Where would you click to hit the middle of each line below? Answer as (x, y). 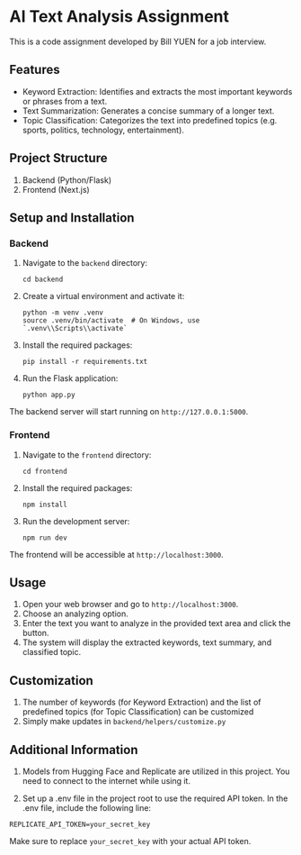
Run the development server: (76, 521)
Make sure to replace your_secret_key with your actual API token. (130, 841)
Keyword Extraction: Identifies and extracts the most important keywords (157, 91)
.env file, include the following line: (86, 807)
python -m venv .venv (62, 313)
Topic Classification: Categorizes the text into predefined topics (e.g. (150, 120)
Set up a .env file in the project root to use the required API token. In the (155, 798)
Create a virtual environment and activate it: (103, 296)
